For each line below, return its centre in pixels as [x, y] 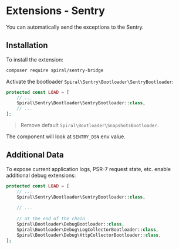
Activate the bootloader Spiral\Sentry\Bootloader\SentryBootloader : [90, 81]
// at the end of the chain [51, 219]
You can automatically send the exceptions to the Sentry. [75, 27]
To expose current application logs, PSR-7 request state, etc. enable [89, 169]
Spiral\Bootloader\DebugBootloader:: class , [71, 224]
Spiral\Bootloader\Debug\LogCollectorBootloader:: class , [88, 230]
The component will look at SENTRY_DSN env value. [66, 137]
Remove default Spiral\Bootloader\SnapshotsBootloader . [89, 125]
